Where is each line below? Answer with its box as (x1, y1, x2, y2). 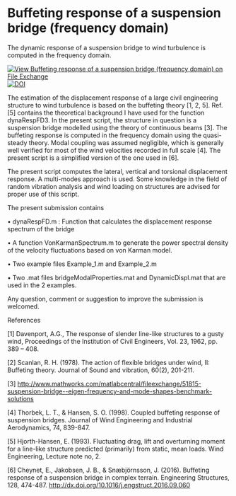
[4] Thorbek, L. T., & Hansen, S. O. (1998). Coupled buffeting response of (7, 408, 220, 417)
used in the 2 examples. (7, 281, 77, 289)
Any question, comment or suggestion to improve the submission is (7, 294, 203, 303)
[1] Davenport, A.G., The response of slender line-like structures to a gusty (7, 329, 224, 338)
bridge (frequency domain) (7, 20, 170, 36)
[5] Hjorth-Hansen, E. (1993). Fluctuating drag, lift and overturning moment (7, 437, 225, 445)
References (7, 316, 41, 324)
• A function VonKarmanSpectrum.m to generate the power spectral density (7, 238, 229, 247)
